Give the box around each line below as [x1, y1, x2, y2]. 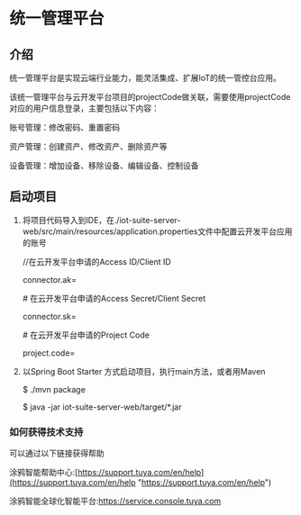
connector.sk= [22, 311, 77, 321]
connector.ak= [22, 274, 77, 285]
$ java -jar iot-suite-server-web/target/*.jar [22, 402, 182, 412]
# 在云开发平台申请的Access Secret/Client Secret [22, 293, 205, 303]
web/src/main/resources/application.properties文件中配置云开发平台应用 [22, 226, 293, 237]
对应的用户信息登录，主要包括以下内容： [9, 103, 160, 113]
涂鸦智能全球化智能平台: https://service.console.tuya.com [9, 496, 222, 507]
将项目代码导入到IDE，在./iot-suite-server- [22, 214, 181, 225]
